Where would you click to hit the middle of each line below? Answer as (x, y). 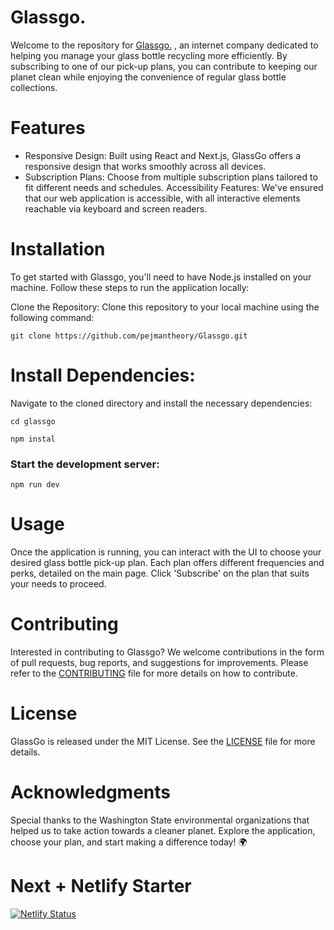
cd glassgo (33, 421)
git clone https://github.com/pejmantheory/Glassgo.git (129, 336)
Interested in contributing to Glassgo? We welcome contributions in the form (167, 652)
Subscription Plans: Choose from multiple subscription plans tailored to (171, 177)
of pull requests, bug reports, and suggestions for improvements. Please (159, 662)
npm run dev (35, 485)
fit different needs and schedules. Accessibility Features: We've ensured (174, 187)
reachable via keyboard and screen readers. (116, 208)
